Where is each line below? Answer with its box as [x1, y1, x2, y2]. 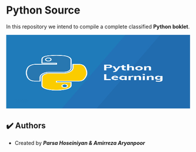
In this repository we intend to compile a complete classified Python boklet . [6, 23, 190, 30]
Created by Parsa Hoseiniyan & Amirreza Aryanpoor [14, 139, 145, 146]
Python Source [6, 4, 81, 17]
